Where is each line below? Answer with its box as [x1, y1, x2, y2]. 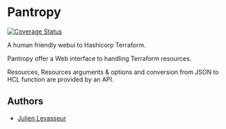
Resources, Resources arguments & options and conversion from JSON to [7, 68, 219, 76]
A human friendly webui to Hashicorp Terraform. [7, 40, 146, 49]
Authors [7, 96, 44, 107]
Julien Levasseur [17, 114, 67, 122]
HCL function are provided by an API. [7, 75, 114, 84]
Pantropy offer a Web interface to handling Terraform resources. [7, 54, 192, 63]
